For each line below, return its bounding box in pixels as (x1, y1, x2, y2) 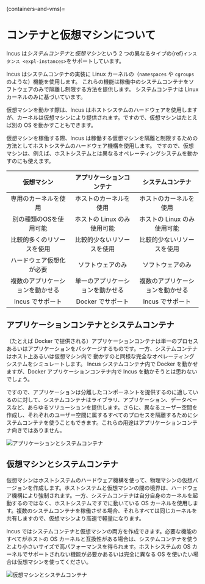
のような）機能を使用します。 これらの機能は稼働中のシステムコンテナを (6, 78, 189, 85)
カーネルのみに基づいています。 (6, 93, 87, 100)
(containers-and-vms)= (6, 5, 66, 12)
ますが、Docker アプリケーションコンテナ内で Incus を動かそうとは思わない (6, 367, 198, 375)
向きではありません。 (11, 427, 65, 434)
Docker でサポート (76, 297, 129, 306)
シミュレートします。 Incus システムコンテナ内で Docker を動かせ (32, 360, 198, 367)
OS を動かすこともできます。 (23, 121, 96, 129)
